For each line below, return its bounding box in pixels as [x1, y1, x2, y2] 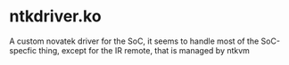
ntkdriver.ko [9, 6, 102, 27]
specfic [9, 45, 37, 55]
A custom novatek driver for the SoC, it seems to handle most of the [9, 36, 260, 46]
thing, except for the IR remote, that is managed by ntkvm [38, 45, 250, 55]
